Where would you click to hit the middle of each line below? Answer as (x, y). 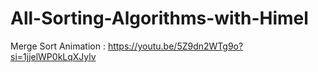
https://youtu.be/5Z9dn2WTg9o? (175, 46)
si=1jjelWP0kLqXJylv (53, 56)
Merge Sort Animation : (58, 46)
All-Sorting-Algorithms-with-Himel (159, 18)
